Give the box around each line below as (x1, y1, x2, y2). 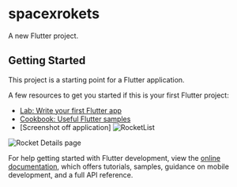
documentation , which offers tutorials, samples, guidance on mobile (8, 162, 229, 171)
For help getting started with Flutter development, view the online (8, 153, 221, 162)
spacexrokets (8, 5, 100, 23)
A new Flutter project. (8, 31, 79, 40)
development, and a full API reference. (8, 170, 134, 179)
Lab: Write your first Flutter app (19, 105, 122, 115)
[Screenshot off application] (19, 122, 111, 132)
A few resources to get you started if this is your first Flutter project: (8, 90, 229, 100)
